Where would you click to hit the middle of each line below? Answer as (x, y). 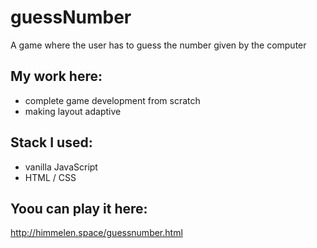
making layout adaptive (73, 111)
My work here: (56, 76)
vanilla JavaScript (61, 167)
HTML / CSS (50, 177)
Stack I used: (51, 142)
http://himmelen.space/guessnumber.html (96, 233)
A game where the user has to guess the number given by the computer (158, 45)
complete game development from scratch (112, 100)
